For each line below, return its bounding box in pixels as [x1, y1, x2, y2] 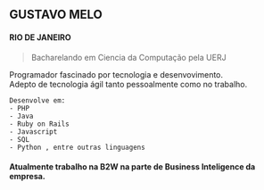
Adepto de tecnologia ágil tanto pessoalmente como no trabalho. [9, 78, 248, 89]
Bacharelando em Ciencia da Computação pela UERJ [30, 52, 227, 62]
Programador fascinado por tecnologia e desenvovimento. [9, 69, 224, 79]
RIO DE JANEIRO [9, 31, 71, 43]
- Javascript [9, 127, 58, 136]
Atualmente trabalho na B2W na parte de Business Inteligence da [9, 161, 256, 172]
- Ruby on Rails [9, 120, 70, 128]
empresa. [9, 171, 46, 182]
